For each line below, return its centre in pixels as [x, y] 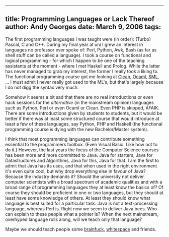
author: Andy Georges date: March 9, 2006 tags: [83, 27]
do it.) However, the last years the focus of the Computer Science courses [82, 150]
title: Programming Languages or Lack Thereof [80, 19]
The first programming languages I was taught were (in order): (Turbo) [78, 39]
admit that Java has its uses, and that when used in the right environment [81, 166]
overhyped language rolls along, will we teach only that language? [74, 219]
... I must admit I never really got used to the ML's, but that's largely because [84, 82]
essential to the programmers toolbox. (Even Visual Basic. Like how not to [81, 144]
